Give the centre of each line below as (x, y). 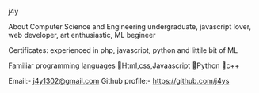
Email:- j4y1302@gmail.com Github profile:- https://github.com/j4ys (119, 81)
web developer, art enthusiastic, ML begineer (82, 35)
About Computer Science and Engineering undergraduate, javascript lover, (130, 26)
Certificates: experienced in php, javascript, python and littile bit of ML (123, 50)
